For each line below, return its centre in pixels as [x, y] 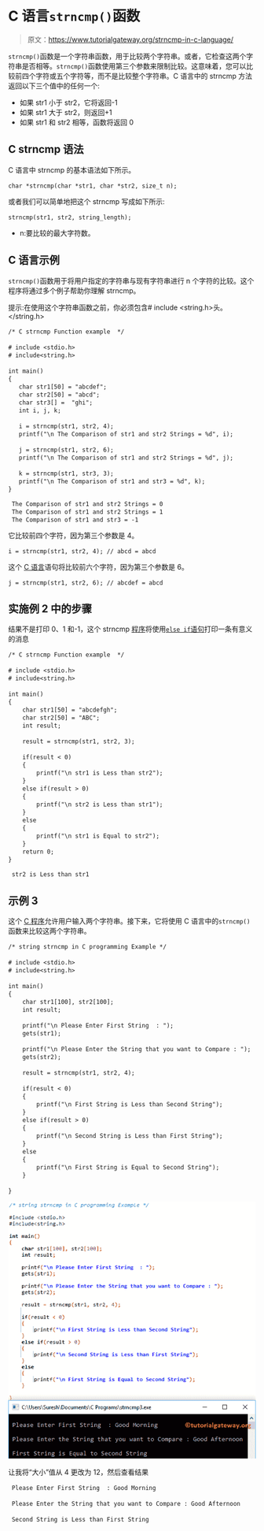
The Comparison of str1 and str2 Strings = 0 [87, 504]
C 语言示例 [34, 260]
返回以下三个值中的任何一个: [54, 85]
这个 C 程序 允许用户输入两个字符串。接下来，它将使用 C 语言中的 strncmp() [129, 921]
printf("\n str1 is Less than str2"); [100, 773]
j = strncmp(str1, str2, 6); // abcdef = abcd [86, 583]
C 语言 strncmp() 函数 [74, 16]
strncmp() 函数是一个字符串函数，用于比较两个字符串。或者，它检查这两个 [127, 56]
